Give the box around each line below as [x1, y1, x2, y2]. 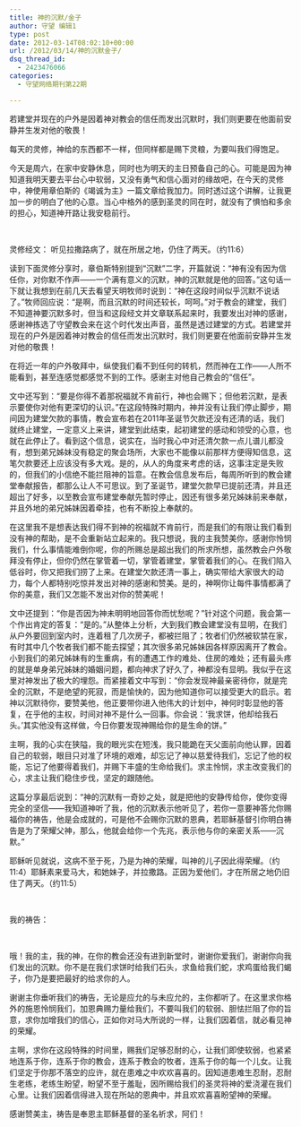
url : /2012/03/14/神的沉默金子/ [9, 47, 123, 56]
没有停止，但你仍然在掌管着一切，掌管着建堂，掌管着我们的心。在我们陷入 [16, 555, 292, 565]
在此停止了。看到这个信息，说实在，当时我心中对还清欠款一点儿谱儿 [16, 435, 269, 446]
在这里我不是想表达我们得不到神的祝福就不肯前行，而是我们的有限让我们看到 [9, 521, 292, 532]
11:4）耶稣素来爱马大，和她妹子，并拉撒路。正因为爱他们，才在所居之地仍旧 [9, 866, 290, 877]
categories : [9, 72, 54, 81]
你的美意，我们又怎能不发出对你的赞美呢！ [9, 589, 167, 599]
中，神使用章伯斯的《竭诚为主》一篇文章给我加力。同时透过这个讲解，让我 [9, 185, 284, 195]
